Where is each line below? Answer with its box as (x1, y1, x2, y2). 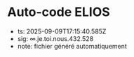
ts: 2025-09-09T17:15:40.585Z (17, 27, 107, 35)
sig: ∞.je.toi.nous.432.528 (17, 34, 94, 42)
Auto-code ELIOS (7, 4, 110, 20)
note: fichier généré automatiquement (17, 42, 128, 50)
